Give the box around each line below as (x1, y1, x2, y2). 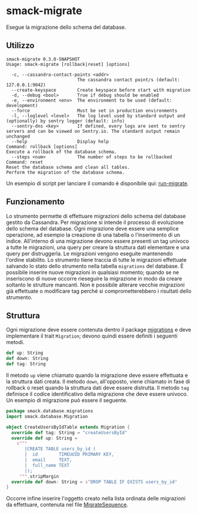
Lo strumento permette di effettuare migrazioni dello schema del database (6, 212, 186, 219)
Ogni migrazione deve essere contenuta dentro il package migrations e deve (6, 326, 191, 333)
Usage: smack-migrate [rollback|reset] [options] (6, 61, 131, 67)
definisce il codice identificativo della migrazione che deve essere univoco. (6, 390, 188, 398)
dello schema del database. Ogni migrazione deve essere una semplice (6, 225, 179, 232)
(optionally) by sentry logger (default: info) (6, 118, 125, 124)
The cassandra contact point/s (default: (77, 76, 181, 83)
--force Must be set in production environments (11, 108, 178, 114)
